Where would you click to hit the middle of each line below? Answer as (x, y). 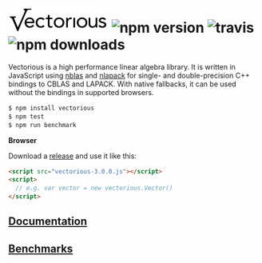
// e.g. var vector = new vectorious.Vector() (94, 188)
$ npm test (26, 116)
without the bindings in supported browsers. (81, 92)
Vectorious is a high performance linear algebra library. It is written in (122, 66)
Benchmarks (41, 248)
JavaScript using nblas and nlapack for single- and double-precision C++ (129, 75)
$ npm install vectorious (51, 108)
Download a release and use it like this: (73, 156)
